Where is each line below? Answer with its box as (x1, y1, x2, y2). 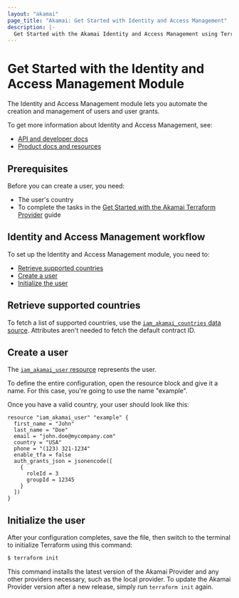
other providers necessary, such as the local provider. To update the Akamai (7, 575, 231, 584)
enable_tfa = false (14, 452, 72, 459)
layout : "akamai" (7, 10, 59, 18)
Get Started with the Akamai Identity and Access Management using (14, 30, 218, 38)
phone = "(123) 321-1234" (14, 445, 91, 452)
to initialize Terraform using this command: (7, 541, 133, 550)
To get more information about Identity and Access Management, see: (7, 121, 213, 129)
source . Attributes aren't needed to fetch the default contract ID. (7, 326, 196, 334)
